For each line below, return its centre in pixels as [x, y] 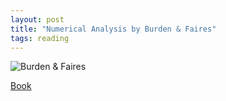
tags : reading [40, 38]
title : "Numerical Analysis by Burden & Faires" [113, 29]
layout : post [37, 19]
